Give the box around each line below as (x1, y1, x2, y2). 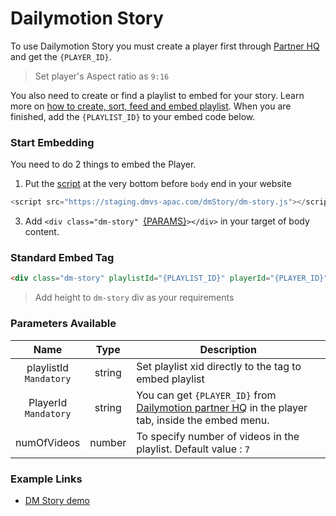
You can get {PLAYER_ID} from (136, 388, 277, 402)
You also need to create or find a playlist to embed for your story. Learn (10, 89, 305, 101)
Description (199, 342, 257, 356)
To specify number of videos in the (136, 429, 300, 443)
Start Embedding (10, 135, 95, 149)
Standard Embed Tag (10, 251, 115, 265)
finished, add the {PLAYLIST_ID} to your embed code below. (10, 110, 256, 122)
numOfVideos (15, 435, 81, 449)
